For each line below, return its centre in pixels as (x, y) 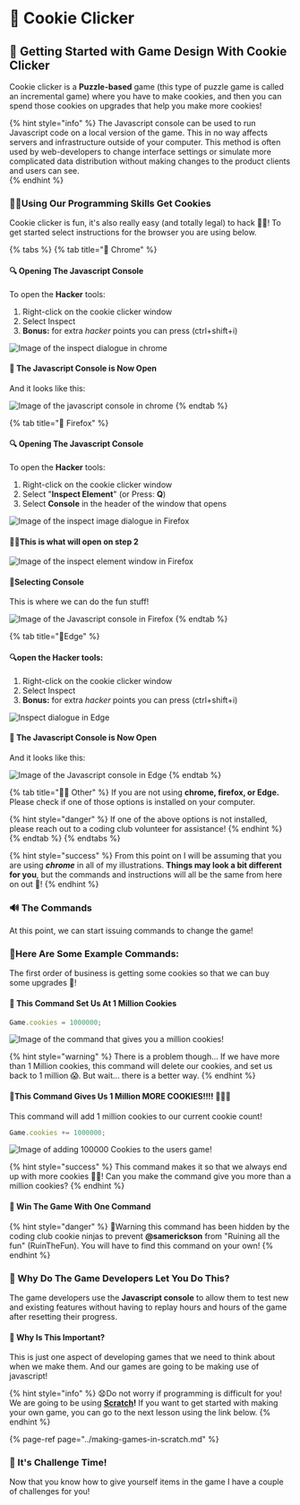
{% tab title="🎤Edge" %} (55, 637)
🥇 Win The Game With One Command (80, 1207)
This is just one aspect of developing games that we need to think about (142, 1357)
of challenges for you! (50, 1492)
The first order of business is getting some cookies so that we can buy (140, 973)
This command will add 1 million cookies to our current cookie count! (136, 1116)
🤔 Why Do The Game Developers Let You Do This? (120, 1278)
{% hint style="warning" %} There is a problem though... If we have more (145, 1056)
